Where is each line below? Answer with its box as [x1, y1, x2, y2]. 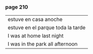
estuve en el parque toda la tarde [8, 24, 86, 31]
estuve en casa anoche [8, 16, 63, 23]
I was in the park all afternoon [8, 40, 78, 47]
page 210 [5, 4, 29, 11]
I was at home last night [8, 32, 64, 39]
